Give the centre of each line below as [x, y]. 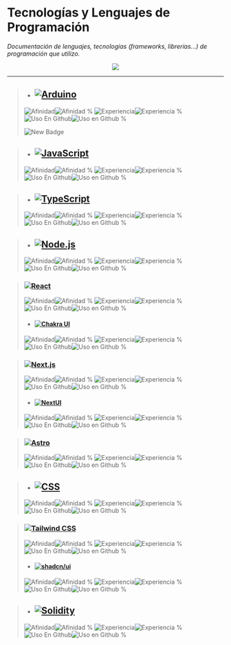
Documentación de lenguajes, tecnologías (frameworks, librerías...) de [107, 46]
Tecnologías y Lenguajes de [89, 13]
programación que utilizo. [44, 54]
